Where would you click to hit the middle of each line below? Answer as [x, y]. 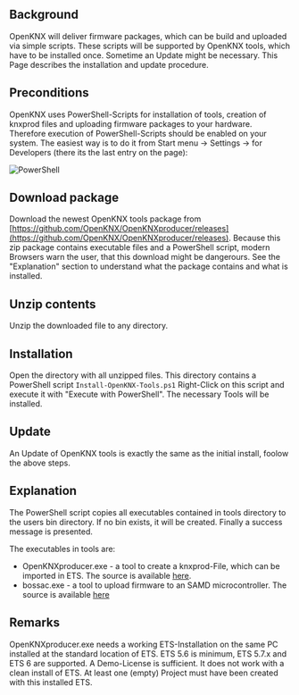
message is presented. [51, 532]
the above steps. [40, 463]
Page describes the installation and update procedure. [109, 64]
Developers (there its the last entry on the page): [99, 152]
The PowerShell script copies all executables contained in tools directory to [148, 512]
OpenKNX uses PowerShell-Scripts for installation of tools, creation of [138, 114]
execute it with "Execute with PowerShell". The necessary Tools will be [139, 394]
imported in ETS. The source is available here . [107, 575]
